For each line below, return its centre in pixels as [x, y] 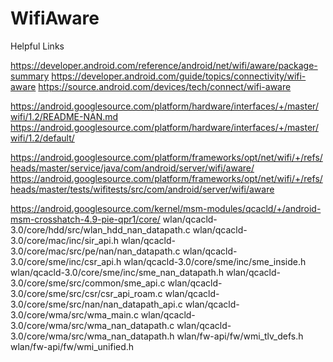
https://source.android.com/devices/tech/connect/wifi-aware [165, 86]
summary [30, 76]
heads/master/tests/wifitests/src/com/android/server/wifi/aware [142, 189]
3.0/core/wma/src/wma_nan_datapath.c [92, 325]
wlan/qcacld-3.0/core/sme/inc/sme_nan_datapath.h [117, 272]
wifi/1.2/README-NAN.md [64, 116]
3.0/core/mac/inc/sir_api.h [64, 240]
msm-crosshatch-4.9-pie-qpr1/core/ [85, 219]
